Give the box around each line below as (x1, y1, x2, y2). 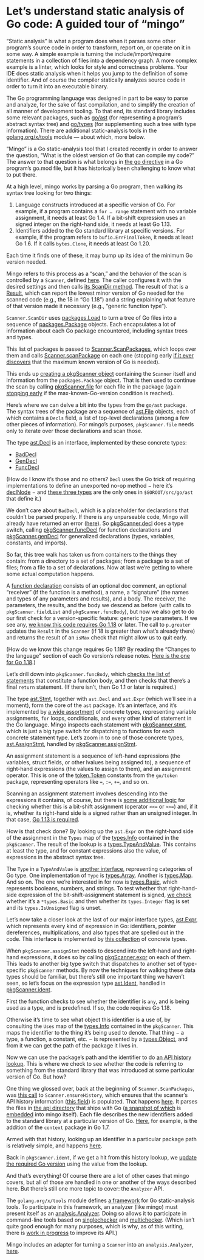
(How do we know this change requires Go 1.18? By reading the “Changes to (6, 646, 196, 653)
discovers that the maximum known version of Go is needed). (6, 358, 160, 365)
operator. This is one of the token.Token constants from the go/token (6, 772, 178, 779)
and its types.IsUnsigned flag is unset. (6, 904, 102, 911)
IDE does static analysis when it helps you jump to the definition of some (6, 69, 188, 77)
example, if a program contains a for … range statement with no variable (15, 207, 197, 214)
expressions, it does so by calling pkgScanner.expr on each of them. (20, 953, 192, 960)
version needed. (6, 258, 47, 266)
